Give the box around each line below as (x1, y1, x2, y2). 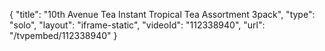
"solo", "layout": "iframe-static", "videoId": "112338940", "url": (9, 19, 266, 31)
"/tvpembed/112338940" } (9, 30, 118, 41)
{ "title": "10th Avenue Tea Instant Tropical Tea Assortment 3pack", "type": (9, 9, 316, 20)
